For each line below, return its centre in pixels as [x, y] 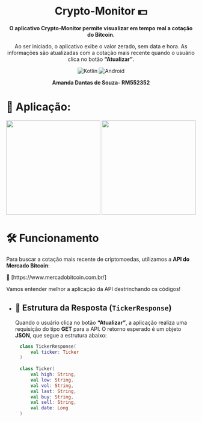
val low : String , [52, 380]
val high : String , [54, 374]
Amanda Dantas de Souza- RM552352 [101, 82]
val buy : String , [52, 397]
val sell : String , [54, 403]
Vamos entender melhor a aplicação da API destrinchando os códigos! [93, 289]
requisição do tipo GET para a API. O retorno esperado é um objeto [98, 329]
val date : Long [49, 408]
